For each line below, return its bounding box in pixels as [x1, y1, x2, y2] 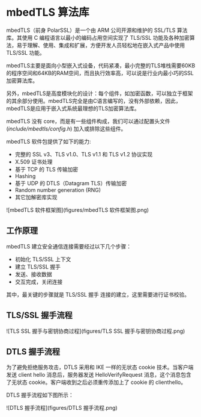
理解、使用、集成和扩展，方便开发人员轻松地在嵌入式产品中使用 [26, 42, 185, 49]
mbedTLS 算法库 [6, 5, 90, 19]
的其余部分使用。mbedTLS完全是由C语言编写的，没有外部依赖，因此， [6, 97, 181, 104]
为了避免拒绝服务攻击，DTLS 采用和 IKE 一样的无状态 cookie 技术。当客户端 [6, 363, 194, 371]
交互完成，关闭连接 [14, 278, 63, 285]
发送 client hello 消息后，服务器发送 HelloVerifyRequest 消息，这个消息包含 [6, 371, 192, 378]
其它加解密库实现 [14, 193, 58, 200]
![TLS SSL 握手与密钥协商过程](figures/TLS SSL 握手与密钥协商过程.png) [6, 327, 185, 335]
